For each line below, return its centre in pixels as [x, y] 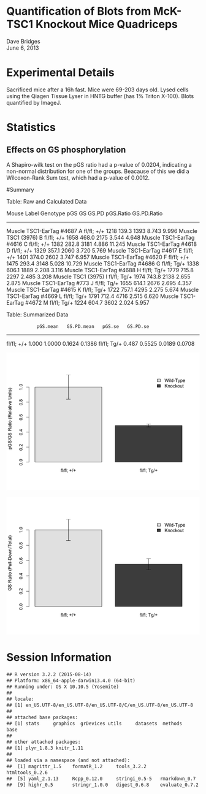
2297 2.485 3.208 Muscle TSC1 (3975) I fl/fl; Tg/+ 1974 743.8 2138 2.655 [98, 277]
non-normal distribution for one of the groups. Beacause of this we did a [98, 171]
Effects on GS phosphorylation [66, 150]
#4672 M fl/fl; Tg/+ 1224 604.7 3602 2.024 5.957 [87, 302]
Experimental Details [60, 73]
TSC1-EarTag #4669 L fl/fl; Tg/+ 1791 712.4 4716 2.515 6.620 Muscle [93, 296]
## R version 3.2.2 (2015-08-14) [49, 674]
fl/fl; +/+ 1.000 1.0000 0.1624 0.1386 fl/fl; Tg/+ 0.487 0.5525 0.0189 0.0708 [101, 343]
